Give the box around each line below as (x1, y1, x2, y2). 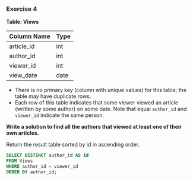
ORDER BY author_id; (6, 169, 58, 175)
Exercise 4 (6, 5, 37, 13)
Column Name (9, 32, 50, 40)
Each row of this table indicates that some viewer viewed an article (14, 99, 179, 106)
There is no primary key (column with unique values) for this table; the (14, 87, 187, 94)
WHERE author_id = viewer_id (6, 164, 78, 170)
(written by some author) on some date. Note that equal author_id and (14, 106, 187, 113)
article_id (9, 42, 35, 50)
